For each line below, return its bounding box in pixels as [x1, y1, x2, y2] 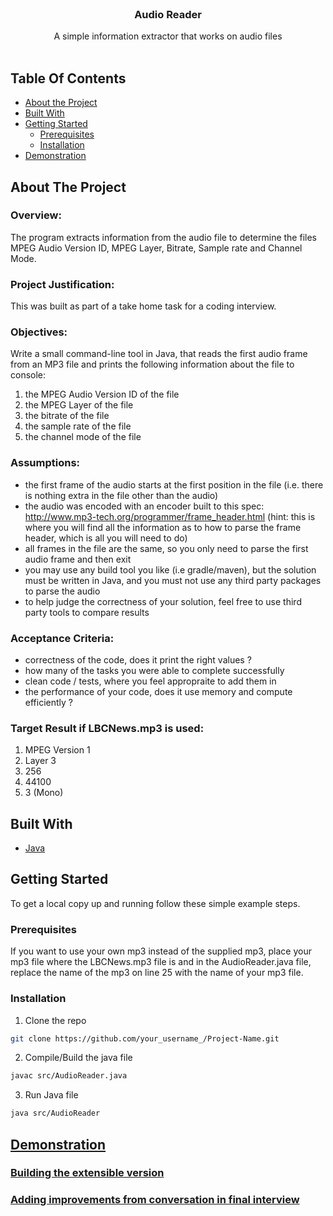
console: [10, 369, 47, 381]
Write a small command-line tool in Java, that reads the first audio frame [10, 348, 308, 360]
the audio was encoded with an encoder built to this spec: [24, 500, 265, 512]
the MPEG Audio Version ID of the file [24, 388, 180, 401]
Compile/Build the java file [24, 1052, 133, 1064]
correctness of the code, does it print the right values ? [24, 653, 252, 666]
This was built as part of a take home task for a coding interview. [10, 300, 277, 312]
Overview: [10, 208, 62, 222]
